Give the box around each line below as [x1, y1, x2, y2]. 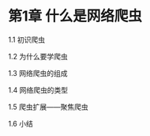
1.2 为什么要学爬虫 [8, 51, 69, 61]
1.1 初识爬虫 [8, 35, 46, 44]
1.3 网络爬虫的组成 [8, 68, 68, 77]
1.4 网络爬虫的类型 [8, 85, 69, 95]
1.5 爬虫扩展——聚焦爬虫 [8, 102, 88, 111]
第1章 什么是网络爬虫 [8, 7, 142, 25]
